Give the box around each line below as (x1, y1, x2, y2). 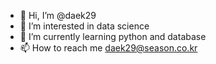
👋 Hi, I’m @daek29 (19, 10, 97, 21)
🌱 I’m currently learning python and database (19, 31, 207, 42)
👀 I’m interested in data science (19, 20, 150, 32)
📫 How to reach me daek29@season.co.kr (19, 42, 198, 54)
